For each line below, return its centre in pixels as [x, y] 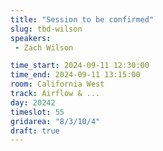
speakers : [31, 38]
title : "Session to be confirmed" [82, 19]
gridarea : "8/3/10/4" [55, 121]
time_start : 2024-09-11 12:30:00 [80, 66]
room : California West [57, 84]
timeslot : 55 [37, 112]
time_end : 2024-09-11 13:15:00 [75, 75]
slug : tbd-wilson [46, 29]
